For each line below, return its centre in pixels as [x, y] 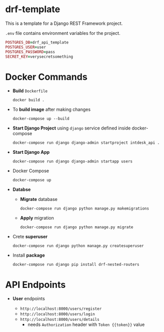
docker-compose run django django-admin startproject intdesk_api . [86, 143]
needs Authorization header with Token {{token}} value [86, 324]
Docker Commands [46, 77]
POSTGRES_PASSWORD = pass [30, 52]
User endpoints [29, 299]
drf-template [33, 9]
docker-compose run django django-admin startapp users [72, 161]
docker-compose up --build [41, 119]
